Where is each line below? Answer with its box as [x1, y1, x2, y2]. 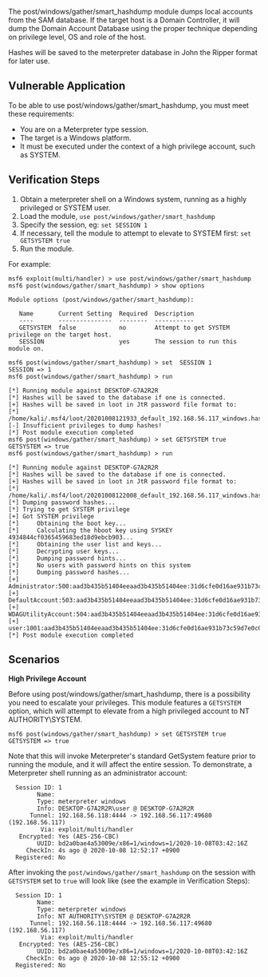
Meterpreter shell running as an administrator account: [8, 768, 187, 778]
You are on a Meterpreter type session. [19, 124, 149, 134]
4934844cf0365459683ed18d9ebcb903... [8, 533, 134, 542]
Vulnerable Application [8, 79, 126, 93]
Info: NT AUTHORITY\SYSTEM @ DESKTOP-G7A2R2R [37, 912, 191, 921]
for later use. [8, 56, 50, 66]
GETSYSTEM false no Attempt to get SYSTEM [18, 324, 230, 332]
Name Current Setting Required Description [18, 309, 195, 318]
